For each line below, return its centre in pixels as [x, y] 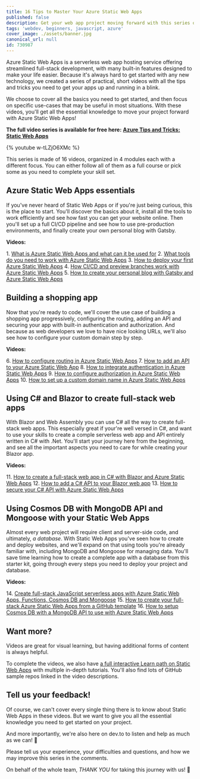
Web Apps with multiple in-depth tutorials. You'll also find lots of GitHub [94, 670]
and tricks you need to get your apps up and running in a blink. [83, 87]
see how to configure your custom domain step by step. [75, 338]
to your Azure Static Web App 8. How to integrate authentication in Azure [96, 367]
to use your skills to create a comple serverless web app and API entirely [95, 435]
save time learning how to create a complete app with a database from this [98, 558]
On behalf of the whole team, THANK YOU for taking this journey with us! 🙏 [98, 769]
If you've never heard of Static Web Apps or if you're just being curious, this [99, 205]
